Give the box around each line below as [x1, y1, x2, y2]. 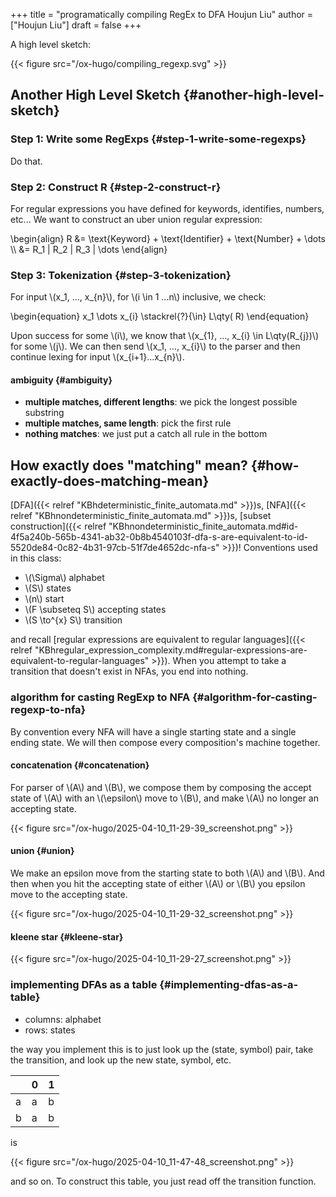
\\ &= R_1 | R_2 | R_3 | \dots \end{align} [10, 243, 168, 255]
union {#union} [10, 845, 75, 857]
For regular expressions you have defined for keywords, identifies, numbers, [10, 202, 325, 214]
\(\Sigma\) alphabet [24, 572, 105, 584]
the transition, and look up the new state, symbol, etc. [10, 1054, 232, 1066]
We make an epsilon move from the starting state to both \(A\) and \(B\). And [10, 867, 325, 879]
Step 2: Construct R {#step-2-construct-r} [10, 180, 222, 194]
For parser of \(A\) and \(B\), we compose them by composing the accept [10, 781, 312, 793]
